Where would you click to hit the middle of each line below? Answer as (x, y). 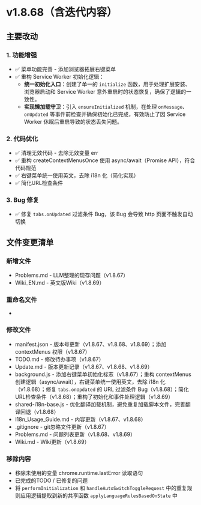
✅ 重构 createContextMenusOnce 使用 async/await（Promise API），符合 (105, 160)
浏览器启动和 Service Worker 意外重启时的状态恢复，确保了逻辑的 (105, 91)
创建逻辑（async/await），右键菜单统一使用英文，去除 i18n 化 (90, 381)
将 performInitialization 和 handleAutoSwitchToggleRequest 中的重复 (101, 488)
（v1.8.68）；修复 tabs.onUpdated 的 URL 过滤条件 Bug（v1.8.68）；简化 (102, 389)
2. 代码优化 (22, 139)
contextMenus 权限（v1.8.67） (52, 351)
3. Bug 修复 (22, 200)
